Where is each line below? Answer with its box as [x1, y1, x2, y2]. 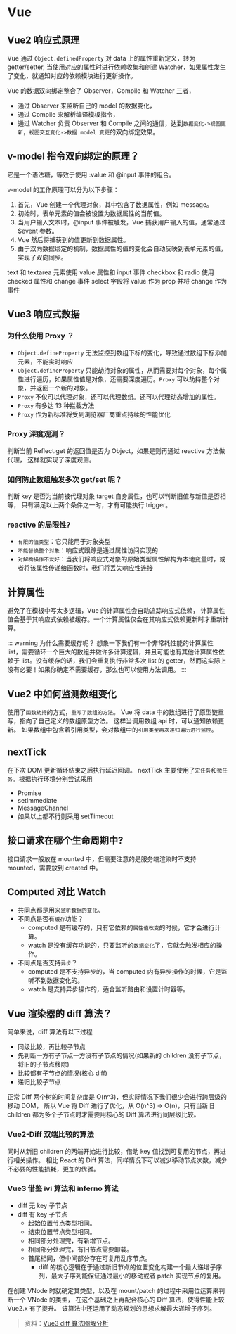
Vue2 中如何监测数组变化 [7, 687, 117, 700]
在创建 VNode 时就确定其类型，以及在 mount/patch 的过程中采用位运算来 [7, 1286, 219, 1295]
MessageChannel [17, 803, 69, 812]
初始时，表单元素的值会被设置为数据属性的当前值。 [17, 209, 166, 217]
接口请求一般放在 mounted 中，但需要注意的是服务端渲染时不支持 [7, 854, 197, 863]
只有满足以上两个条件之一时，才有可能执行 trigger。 [20, 501, 172, 509]
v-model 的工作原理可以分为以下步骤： [7, 185, 119, 193]
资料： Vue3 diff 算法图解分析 [24, 1319, 109, 1327]
